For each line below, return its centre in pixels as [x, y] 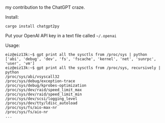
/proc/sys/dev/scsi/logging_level [42, 99]
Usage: [13, 45]
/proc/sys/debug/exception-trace [40, 81]
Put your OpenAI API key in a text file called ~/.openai [61, 36]
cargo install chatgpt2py [32, 26]
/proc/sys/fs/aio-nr [27, 112]
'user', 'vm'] [20, 64]
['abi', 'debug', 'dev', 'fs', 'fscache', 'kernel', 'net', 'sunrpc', [81, 59]
